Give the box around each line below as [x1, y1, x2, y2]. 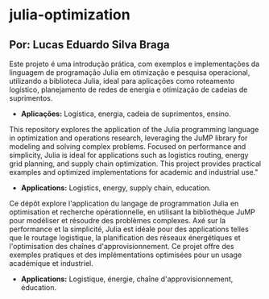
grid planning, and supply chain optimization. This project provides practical [9, 159, 261, 168]
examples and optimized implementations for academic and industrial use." [9, 168, 259, 176]
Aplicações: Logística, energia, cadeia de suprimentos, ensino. [20, 109, 232, 118]
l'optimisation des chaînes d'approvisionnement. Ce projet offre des [9, 242, 234, 251]
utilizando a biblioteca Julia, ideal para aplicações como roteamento [9, 77, 235, 85]
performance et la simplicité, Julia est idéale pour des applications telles [9, 224, 249, 234]
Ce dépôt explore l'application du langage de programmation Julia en [9, 199, 239, 208]
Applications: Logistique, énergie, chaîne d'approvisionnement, [20, 274, 234, 284]
